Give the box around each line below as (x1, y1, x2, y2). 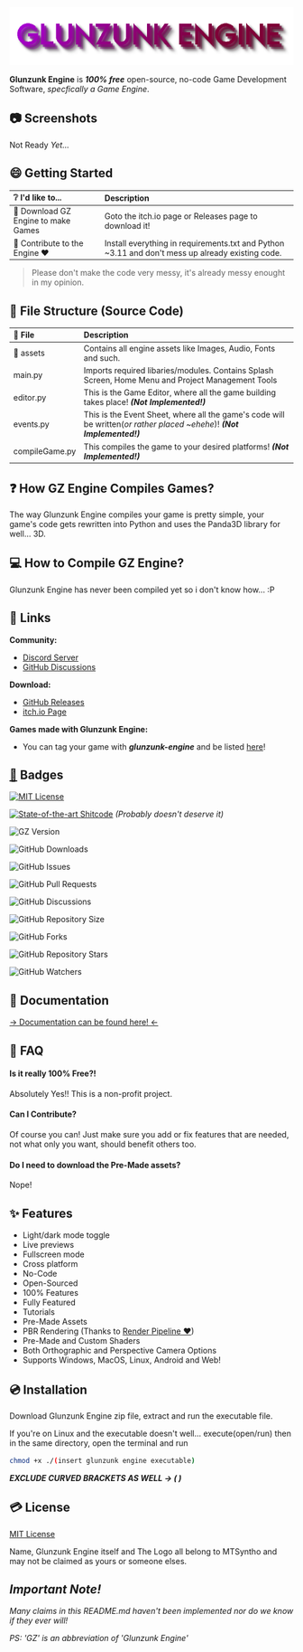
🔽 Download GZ (13, 206, 72, 217)
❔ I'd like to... (13, 193, 62, 203)
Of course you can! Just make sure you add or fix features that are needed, (9, 1129, 289, 1140)
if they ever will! (9, 1615, 69, 1626)
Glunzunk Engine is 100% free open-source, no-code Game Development (9, 74, 287, 85)
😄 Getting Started (9, 165, 114, 181)
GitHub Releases (22, 696, 85, 707)
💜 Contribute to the (13, 238, 84, 249)
